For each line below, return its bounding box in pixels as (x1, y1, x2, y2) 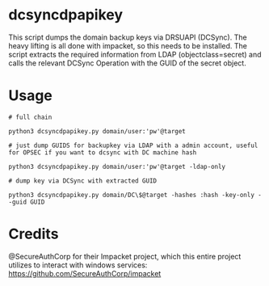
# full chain (8, 113, 53, 121)
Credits (8, 225, 59, 243)
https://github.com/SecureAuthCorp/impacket (8, 268, 162, 278)
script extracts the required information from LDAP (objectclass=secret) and (8, 49, 262, 59)
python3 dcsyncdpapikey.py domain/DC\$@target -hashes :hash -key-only (8, 191, 254, 199)
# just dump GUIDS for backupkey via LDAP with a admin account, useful (8, 141, 258, 149)
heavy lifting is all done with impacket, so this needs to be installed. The (8, 40, 248, 50)
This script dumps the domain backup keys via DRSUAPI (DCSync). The (8, 32, 248, 42)
